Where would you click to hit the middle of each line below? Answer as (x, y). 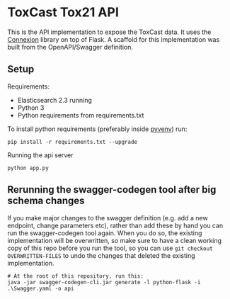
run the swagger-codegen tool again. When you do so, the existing (105, 233)
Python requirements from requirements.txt (81, 115)
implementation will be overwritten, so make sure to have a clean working (114, 240)
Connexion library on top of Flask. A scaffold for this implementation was (114, 39)
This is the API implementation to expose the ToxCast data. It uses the (109, 32)
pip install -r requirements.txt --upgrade (73, 142)
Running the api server (40, 155)
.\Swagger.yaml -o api (41, 288)
